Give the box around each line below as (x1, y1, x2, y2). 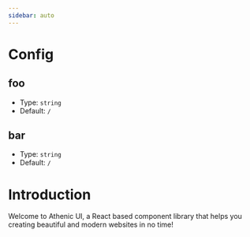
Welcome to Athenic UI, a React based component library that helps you (8, 212, 243, 221)
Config (8, 45, 54, 63)
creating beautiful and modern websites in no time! (8, 220, 174, 229)
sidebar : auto (8, 11, 55, 20)
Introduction (8, 186, 91, 203)
